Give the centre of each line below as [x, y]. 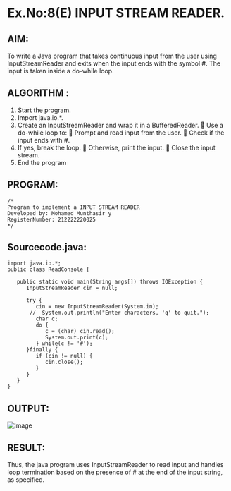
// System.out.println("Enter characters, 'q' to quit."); [119, 313]
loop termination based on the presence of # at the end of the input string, [115, 472]
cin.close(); [64, 362]
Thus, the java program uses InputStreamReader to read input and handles [115, 465]
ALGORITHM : [38, 93]
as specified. [26, 480]
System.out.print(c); [77, 338]
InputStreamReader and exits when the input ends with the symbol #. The [114, 63]
